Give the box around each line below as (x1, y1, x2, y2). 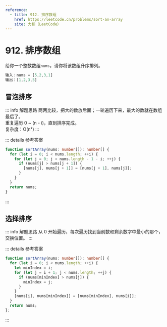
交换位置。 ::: (5, 235, 33, 241)
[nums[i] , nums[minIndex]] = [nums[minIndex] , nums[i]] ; (14, 294, 137, 299)
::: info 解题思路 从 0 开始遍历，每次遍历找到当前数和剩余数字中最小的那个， (5, 229, 163, 235)
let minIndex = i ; (14, 265, 53, 271)
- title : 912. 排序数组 (10, 12, 57, 17)
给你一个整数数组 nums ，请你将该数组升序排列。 (5, 63, 103, 69)
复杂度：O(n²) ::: (5, 126, 39, 132)
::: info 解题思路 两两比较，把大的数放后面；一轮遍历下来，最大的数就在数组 (5, 107, 162, 113)
